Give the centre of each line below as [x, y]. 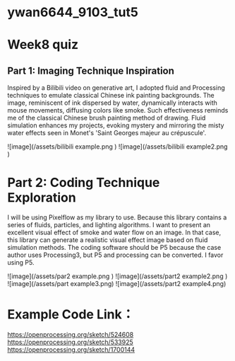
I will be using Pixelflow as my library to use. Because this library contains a [117, 217]
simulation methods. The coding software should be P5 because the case [114, 248]
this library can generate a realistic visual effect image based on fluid [108, 240]
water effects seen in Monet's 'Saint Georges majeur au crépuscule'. [107, 133]
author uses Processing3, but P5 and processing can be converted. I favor [115, 255]
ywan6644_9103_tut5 [73, 12]
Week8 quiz [43, 45]
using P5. [21, 263]
